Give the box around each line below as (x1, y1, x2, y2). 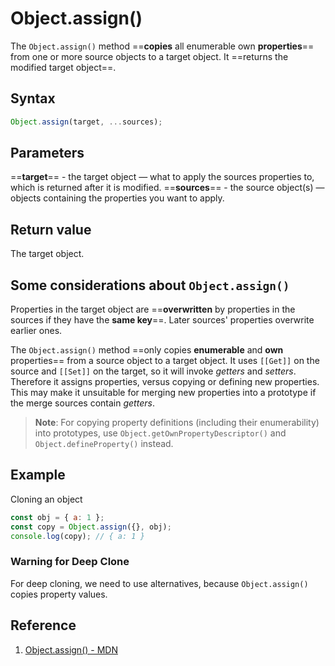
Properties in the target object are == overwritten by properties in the (10, 303, 296, 316)
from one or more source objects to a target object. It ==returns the (10, 50, 289, 62)
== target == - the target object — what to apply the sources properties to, (10, 171, 315, 183)
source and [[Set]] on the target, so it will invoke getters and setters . (10, 365, 297, 377)
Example (10, 467, 66, 484)
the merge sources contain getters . (10, 397, 155, 409)
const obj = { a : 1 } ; (10, 512, 105, 522)
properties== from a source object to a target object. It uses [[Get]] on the (10, 355, 320, 367)
